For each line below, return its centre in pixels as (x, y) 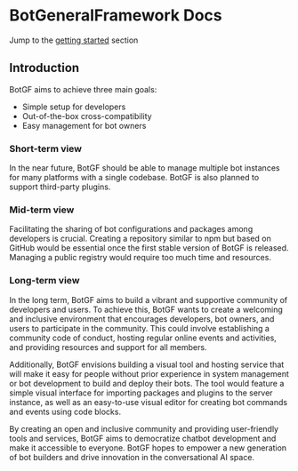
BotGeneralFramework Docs (116, 16)
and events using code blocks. (65, 411)
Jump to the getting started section (74, 40)
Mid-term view (42, 210)
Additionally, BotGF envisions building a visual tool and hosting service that (147, 364)
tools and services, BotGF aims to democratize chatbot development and (143, 438)
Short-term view (46, 148)
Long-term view (44, 281)
